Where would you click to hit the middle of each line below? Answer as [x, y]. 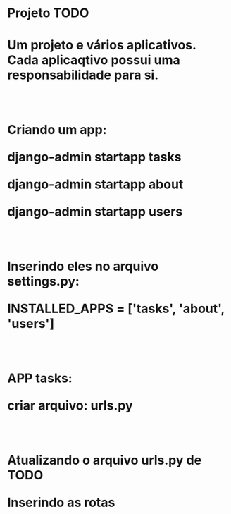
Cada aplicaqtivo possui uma [94, 60]
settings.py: [43, 282]
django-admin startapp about [95, 184]
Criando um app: [57, 130]
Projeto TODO [48, 13]
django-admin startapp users [95, 212]
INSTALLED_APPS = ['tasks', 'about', [116, 309]
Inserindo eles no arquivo [83, 267]
